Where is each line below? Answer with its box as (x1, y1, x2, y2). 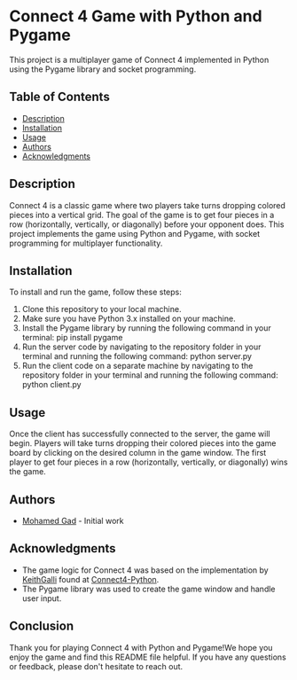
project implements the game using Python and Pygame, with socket (9, 228, 260, 238)
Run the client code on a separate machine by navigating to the (21, 361, 254, 371)
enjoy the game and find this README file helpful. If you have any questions (9, 652, 286, 662)
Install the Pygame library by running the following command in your (21, 323, 272, 333)
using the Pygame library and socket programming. (9, 64, 197, 74)
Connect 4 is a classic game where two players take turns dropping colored (9, 199, 286, 210)
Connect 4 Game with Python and (9, 6, 263, 27)
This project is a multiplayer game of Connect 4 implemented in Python (9, 54, 270, 65)
